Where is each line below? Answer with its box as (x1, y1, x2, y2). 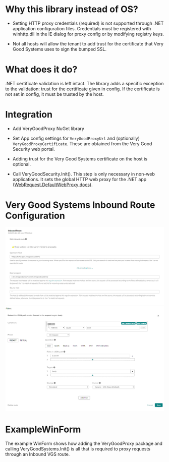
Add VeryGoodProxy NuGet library (12, 125, 85, 132)
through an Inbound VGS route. (5, 451, 70, 457)
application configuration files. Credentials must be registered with (12, 25, 151, 31)
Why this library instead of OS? (5, 4, 139, 15)
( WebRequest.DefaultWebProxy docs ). (12, 182, 93, 188)
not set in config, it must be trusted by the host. (5, 91, 104, 97)
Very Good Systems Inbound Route (5, 199, 155, 210)
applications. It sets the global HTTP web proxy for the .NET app (12, 176, 147, 182)
